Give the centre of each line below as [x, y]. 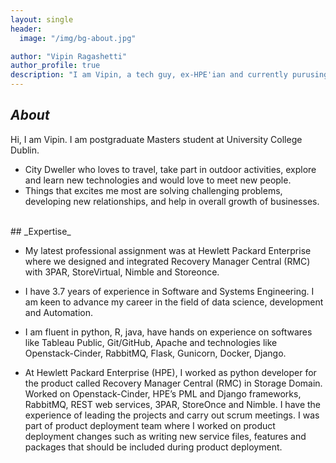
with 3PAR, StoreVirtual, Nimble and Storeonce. [122, 272]
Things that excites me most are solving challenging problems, [153, 190]
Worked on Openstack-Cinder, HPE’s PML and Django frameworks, [163, 393]
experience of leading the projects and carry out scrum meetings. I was [172, 415]
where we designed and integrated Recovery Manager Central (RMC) [167, 261]
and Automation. [59, 312]
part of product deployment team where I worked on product [150, 425]
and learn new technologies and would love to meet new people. [158, 180]
